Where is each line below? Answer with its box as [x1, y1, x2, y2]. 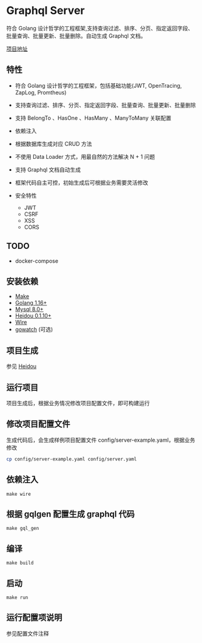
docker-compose [15, 257, 59, 265]
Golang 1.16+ [15, 299, 47, 307]
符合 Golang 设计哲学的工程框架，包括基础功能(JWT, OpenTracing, [15, 82, 182, 89]
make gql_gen [6, 526, 39, 532]
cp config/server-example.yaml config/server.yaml [6, 456, 137, 462]
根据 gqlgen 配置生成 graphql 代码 [6, 509, 135, 519]
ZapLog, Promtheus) [15, 89, 67, 96]
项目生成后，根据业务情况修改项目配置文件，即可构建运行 [6, 400, 150, 406]
